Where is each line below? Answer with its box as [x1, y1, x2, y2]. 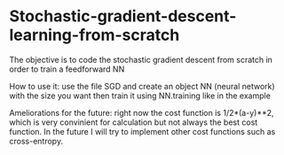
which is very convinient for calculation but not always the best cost [9, 117, 258, 128]
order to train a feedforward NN [9, 64, 125, 74]
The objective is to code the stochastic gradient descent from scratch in [9, 54, 273, 65]
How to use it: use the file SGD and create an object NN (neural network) [9, 81, 275, 91]
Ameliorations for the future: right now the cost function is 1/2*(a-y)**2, [9, 107, 274, 118]
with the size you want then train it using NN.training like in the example [9, 90, 271, 101]
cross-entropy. [9, 136, 64, 146]
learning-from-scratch [9, 25, 180, 45]
